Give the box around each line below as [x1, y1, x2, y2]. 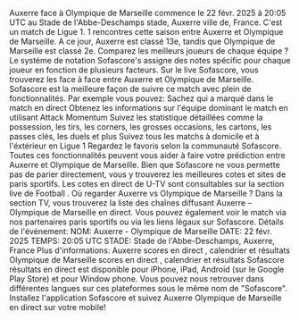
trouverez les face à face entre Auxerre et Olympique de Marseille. [9, 74, 254, 84]
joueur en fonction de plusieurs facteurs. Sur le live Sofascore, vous [9, 64, 259, 75]
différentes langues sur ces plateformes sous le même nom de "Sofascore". [9, 283, 288, 293]
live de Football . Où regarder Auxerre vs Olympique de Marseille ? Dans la [9, 188, 283, 198]
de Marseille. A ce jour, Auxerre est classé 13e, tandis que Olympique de [9, 36, 276, 46]
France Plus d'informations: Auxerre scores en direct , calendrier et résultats [9, 245, 290, 256]
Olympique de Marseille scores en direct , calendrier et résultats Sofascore [9, 255, 285, 265]
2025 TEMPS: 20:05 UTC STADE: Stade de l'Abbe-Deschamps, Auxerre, [9, 236, 275, 246]
